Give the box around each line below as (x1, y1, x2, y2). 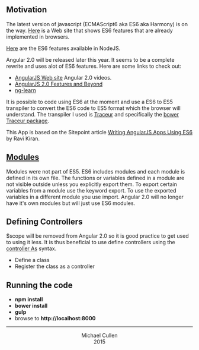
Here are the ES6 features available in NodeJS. (6, 45, 121, 52)
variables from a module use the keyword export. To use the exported (6, 187, 176, 194)
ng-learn (14, 86, 37, 94)
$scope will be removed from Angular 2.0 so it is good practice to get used (6, 232, 190, 239)
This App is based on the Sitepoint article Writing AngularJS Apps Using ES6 (6, 128, 193, 135)
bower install (14, 302, 48, 310)
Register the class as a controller (14, 263, 95, 270)
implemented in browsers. (6, 33, 70, 40)
